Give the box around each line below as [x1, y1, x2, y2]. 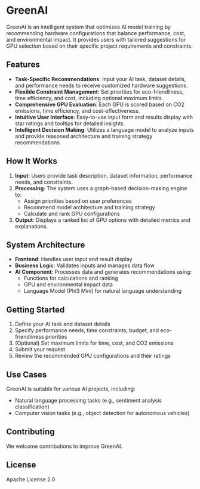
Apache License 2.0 [6, 475, 56, 483]
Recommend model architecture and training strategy [23, 203, 155, 211]
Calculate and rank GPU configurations [23, 210, 120, 217]
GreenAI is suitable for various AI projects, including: [6, 385, 136, 392]
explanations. [14, 222, 48, 230]
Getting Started [6, 305, 65, 315]
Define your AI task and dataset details [14, 320, 110, 328]
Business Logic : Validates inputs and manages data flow [14, 262, 155, 269]
